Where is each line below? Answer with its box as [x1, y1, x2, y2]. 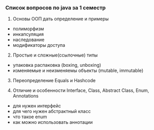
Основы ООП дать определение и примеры [12, 16, 109, 22]
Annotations [12, 93, 38, 99]
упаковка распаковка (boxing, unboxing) [12, 62, 102, 68]
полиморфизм [12, 26, 45, 32]
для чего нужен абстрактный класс [12, 108, 91, 115]
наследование [12, 36, 45, 43]
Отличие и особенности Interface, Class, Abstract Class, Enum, [12, 87, 149, 94]
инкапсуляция [12, 31, 44, 38]
